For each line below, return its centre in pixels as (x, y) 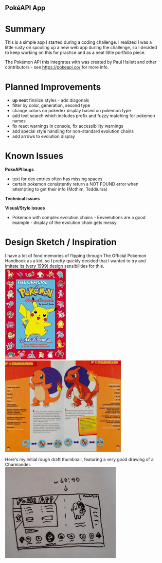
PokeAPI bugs (19, 170)
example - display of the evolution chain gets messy (64, 222)
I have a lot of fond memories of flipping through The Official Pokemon (76, 256)
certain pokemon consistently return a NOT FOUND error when (75, 184)
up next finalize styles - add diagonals (51, 100)
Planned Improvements (53, 87)
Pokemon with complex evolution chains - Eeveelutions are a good (79, 218)
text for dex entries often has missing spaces (57, 179)
